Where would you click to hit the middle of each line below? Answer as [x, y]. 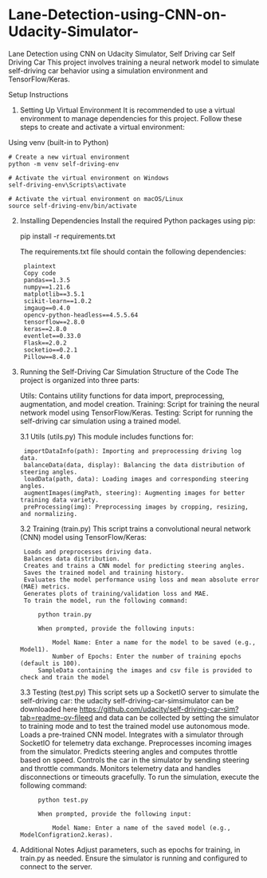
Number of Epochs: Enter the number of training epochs [147, 656]
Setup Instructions [39, 94]
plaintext [40, 266]
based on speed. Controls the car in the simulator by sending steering [134, 760]
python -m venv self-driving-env [64, 164]
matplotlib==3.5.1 [54, 294]
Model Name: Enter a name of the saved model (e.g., [141, 828]
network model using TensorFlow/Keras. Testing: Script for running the [136, 412]
